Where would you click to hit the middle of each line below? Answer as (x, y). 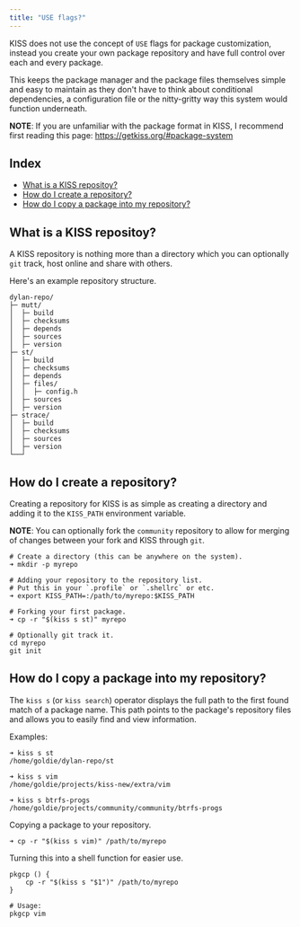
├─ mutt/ (26, 305)
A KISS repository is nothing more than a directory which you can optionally (149, 254)
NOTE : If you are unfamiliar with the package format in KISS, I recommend (147, 126)
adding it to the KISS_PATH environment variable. (98, 514)
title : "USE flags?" (48, 18)
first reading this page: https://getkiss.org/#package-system (121, 135)
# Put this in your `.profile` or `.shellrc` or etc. (112, 588)
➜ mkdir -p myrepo (44, 565)
